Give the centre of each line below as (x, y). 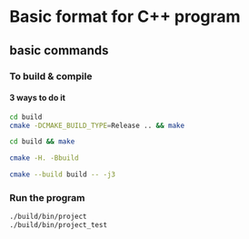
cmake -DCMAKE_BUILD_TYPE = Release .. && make (97, 125)
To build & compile (51, 76)
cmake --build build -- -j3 (63, 174)
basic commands (59, 50)
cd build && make (42, 142)
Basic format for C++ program (125, 17)
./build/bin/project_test (58, 225)
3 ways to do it (38, 98)
